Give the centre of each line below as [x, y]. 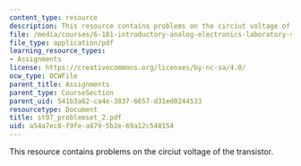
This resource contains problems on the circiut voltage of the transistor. [142, 152]
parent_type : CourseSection [62, 92]
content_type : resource [54, 17]
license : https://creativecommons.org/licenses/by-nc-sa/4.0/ [128, 68]
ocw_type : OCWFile [43, 76]
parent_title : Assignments [60, 84]
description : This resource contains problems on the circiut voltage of [150, 26]
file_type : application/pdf [62, 43]
